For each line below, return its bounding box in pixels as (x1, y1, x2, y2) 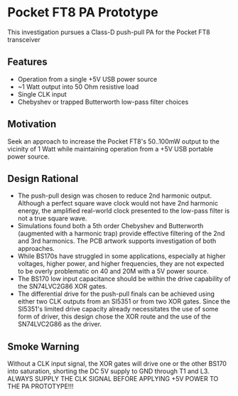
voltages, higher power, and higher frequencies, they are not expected (17, 259, 225, 268)
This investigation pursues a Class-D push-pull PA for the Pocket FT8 (7, 28, 211, 36)
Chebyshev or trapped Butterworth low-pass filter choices (17, 97, 189, 106)
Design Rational (7, 172, 79, 185)
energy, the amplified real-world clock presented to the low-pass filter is (17, 207, 230, 215)
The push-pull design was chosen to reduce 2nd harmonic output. (17, 191, 212, 200)
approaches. (17, 245, 55, 253)
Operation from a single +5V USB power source (17, 75, 158, 83)
